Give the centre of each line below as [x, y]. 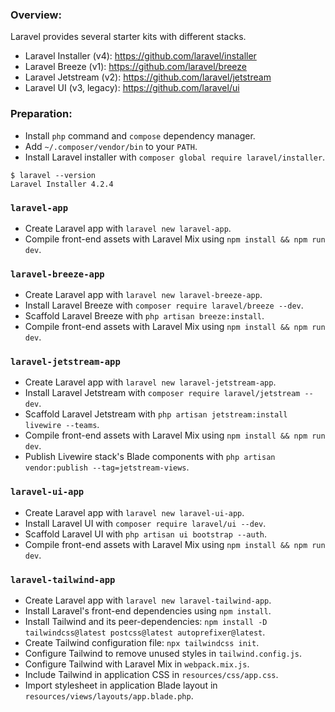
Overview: [36, 15]
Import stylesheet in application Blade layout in [121, 685]
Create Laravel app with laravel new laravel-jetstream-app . [150, 382]
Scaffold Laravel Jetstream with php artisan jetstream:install [156, 414]
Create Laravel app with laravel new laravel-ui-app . [134, 512]
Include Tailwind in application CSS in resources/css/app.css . [151, 675]
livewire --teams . [62, 425]
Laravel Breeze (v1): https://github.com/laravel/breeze [136, 67]
